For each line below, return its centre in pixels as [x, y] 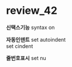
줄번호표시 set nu [26, 58]
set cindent [20, 46]
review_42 [32, 11]
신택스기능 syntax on [30, 27]
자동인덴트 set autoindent [36, 39]
